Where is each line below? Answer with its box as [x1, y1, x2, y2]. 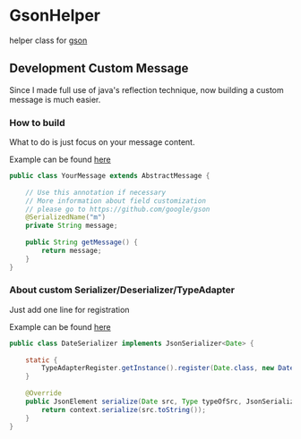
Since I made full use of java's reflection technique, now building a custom [9, 84, 284, 95]
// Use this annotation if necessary [25, 188, 167, 197]
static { [25, 355, 58, 365]
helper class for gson [9, 35, 88, 46]
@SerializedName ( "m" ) [25, 213, 106, 222]
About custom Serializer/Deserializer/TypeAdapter [9, 283, 236, 296]
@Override [25, 389, 63, 398]
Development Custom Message [9, 61, 189, 76]
